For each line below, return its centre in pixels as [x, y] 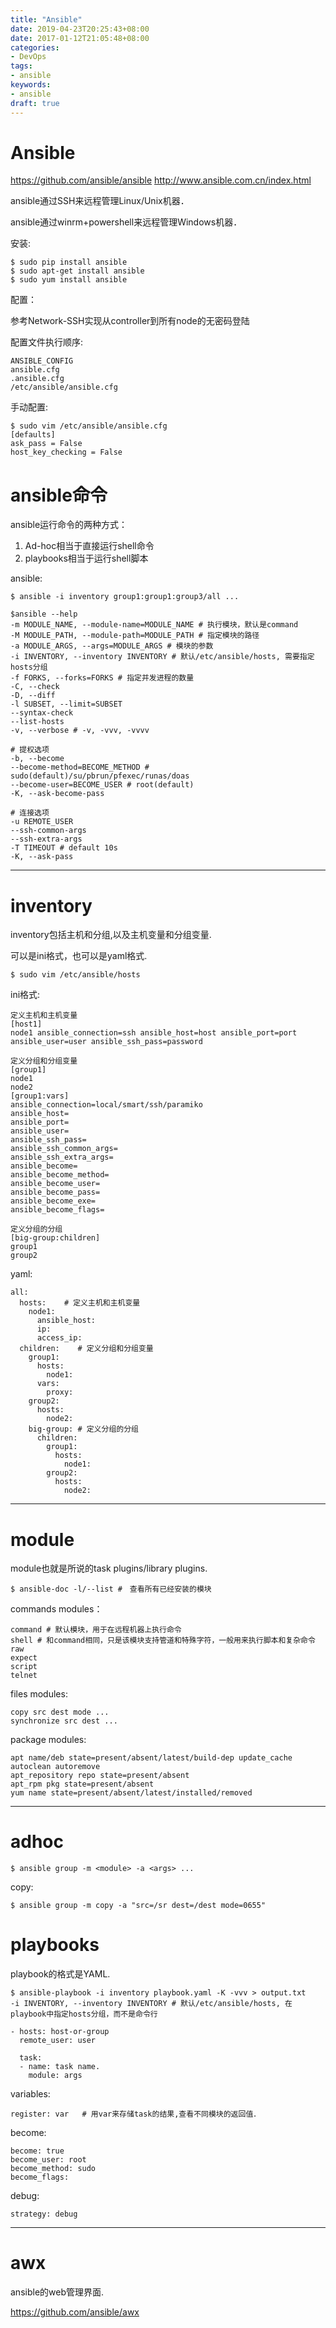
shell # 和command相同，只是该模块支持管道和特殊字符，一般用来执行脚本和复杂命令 [163, 1641]
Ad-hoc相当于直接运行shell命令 [89, 546]
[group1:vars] [40, 1096]
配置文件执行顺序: [47, 342]
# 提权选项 [30, 750]
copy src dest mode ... [60, 1712]
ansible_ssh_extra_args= [62, 1157]
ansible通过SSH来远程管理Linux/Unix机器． [100, 201]
